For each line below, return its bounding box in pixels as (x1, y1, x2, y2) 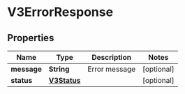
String (48, 64, 70, 74)
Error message (87, 64, 136, 74)
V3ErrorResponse (7, 4, 114, 20)
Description (91, 53, 131, 62)
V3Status (48, 76, 81, 85)
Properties (7, 32, 54, 44)
